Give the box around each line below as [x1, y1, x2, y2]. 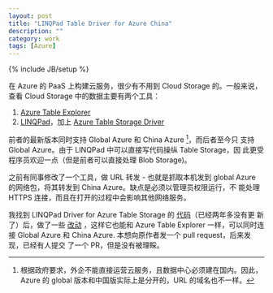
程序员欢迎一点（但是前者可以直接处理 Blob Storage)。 [8, 155, 193, 165]
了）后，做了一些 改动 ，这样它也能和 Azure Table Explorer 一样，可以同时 [8, 220, 258, 230]
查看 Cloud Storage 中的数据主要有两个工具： [8, 91, 161, 101]
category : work [8, 34, 60, 43]
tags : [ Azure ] [8, 42, 57, 50]
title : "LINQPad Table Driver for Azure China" [8, 19, 173, 28]
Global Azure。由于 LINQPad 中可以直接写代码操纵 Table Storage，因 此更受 [8, 144, 264, 154]
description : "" [8, 27, 63, 35]
